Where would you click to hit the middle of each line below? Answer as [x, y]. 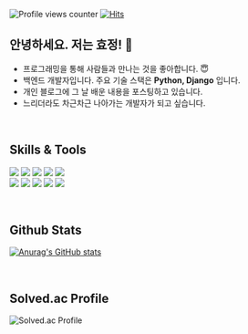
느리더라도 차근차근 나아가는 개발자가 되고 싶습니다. [114, 103]
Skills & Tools [48, 150]
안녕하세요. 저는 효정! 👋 [72, 45]
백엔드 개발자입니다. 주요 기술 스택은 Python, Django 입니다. [131, 80]
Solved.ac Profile [59, 298]
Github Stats [46, 230]
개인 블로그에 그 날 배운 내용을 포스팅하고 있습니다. [113, 91]
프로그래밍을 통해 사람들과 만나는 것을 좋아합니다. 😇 [116, 68]
